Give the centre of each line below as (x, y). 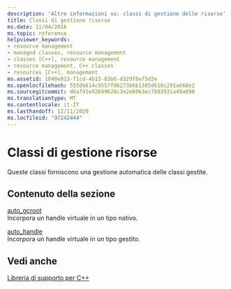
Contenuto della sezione (61, 193)
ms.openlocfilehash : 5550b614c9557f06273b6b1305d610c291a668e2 (101, 85)
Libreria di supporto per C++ (48, 278)
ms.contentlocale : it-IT (43, 105)
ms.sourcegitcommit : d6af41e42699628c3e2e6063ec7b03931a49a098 (101, 92)
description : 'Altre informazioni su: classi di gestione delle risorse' (117, 14)
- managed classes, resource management (67, 53)
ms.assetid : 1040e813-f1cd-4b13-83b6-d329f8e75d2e (82, 79)
